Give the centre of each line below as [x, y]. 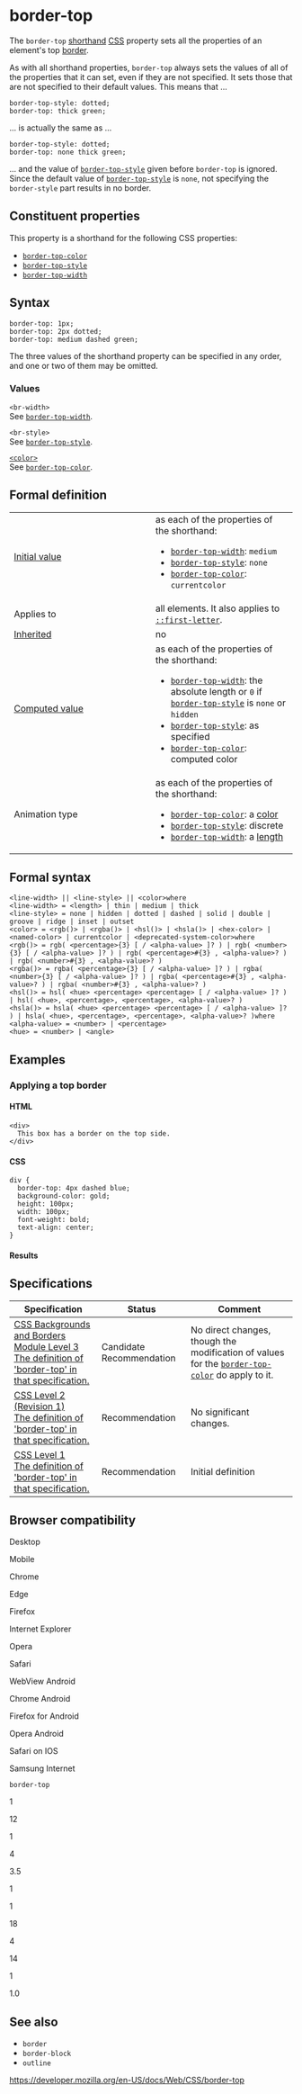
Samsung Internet [42, 1768]
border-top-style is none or [228, 703]
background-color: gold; [64, 1196]
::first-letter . [189, 619]
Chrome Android [40, 1699]
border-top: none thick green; [68, 152]
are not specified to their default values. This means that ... [118, 86]
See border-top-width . [51, 416]
